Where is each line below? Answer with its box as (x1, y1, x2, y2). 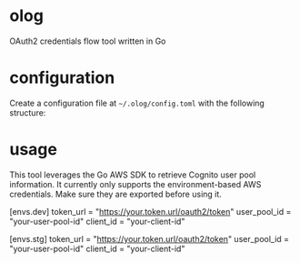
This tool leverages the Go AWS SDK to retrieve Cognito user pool (9, 169, 256, 180)
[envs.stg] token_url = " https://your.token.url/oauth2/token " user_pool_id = (9, 233, 289, 244)
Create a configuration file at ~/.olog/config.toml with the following (9, 97, 265, 108)
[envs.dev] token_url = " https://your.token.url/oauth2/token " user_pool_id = (9, 206, 292, 217)
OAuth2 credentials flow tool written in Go (9, 35, 166, 46)
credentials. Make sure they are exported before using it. (9, 188, 223, 199)
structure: (9, 106, 46, 118)
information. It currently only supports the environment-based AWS (9, 178, 262, 189)
